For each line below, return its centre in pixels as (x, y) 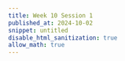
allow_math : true (37, 45)
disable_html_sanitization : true (63, 38)
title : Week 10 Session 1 (50, 15)
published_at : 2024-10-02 (50, 23)
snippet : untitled (38, 30)
